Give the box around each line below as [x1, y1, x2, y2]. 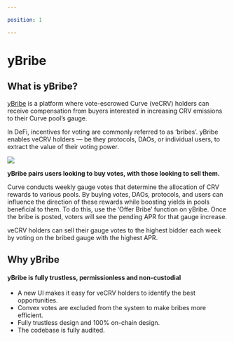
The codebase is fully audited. [17, 326, 105, 335]
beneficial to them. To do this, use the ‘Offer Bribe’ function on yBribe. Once [7, 204, 226, 214]
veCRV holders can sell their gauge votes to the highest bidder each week [7, 225, 221, 235]
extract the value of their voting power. [7, 142, 119, 151]
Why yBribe [7, 253, 60, 266]
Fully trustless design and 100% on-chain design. [17, 319, 160, 327]
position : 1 [7, 16, 42, 23]
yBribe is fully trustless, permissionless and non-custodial [7, 273, 181, 281]
